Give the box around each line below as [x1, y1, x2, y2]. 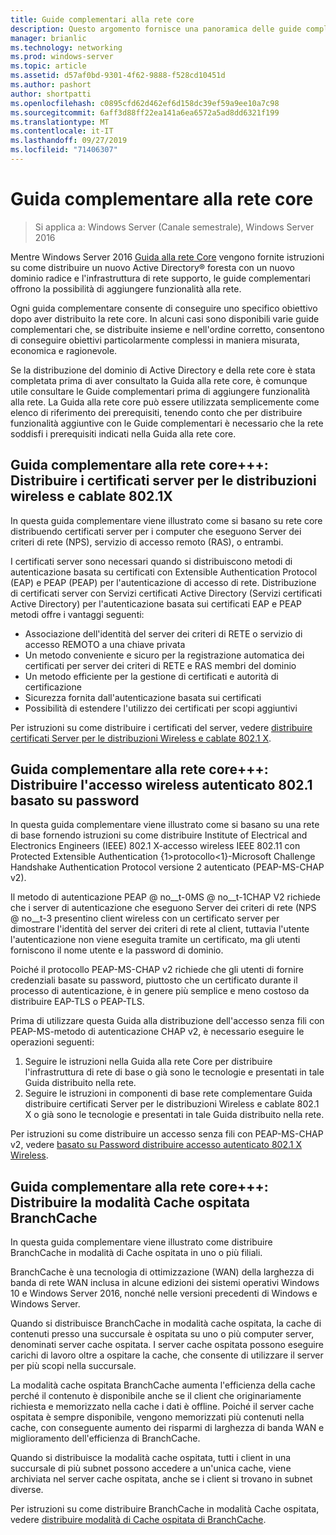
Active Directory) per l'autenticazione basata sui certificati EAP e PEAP [10, 597, 303, 610]
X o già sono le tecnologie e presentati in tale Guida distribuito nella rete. [24, 1109, 325, 1121]
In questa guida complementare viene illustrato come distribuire [10, 1236, 273, 1248]
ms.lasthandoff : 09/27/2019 [10, 136, 128, 146]
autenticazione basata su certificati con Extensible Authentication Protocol [10, 566, 318, 578]
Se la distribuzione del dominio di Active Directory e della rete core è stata [10, 364, 316, 376]
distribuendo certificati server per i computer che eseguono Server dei [10, 525, 302, 537]
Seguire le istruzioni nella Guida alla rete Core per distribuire [24, 1056, 273, 1068]
